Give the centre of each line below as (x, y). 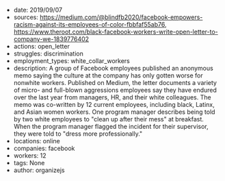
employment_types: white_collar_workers (71, 61)
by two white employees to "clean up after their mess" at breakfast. (108, 119)
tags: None (29, 163)
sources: (26, 17)
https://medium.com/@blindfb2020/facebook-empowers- (121, 17)
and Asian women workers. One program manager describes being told (114, 112)
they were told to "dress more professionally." (78, 134)
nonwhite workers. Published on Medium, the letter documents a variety (115, 83)
